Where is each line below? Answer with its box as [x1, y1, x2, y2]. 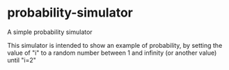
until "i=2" [7, 55, 37, 64]
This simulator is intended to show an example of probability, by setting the [7, 41, 223, 49]
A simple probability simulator [7, 28, 93, 36]
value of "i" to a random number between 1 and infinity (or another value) [7, 49, 217, 57]
